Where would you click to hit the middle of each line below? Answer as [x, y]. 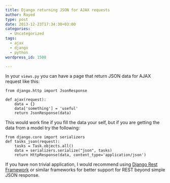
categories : [18, 29]
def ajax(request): [26, 100]
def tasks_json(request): [32, 142]
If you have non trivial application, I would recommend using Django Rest [81, 164]
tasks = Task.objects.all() [44, 146]
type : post [17, 19]
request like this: [23, 81]
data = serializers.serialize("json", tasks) [63, 150]
